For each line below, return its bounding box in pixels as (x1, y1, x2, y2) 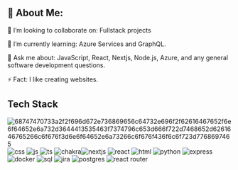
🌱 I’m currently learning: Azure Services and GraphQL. (7, 40, 166, 48)
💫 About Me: (7, 7, 64, 19)
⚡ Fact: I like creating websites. (7, 75, 99, 84)
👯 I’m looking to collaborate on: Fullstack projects (7, 25, 151, 34)
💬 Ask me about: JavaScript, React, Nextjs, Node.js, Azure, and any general (7, 53, 229, 62)
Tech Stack (7, 98, 58, 110)
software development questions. (7, 61, 105, 69)
